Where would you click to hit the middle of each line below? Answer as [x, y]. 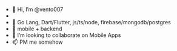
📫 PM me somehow [37, 42]
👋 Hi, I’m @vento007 [38, 9]
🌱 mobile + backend [37, 29]
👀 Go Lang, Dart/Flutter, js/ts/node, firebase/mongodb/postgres [91, 22]
